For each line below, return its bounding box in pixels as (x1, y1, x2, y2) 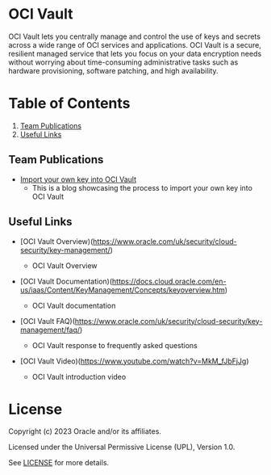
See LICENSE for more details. (8, 458, 110, 468)
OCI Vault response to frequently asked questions (31, 340, 198, 350)
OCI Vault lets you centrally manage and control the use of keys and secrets (8, 32, 261, 41)
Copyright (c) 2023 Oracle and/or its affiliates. (8, 427, 161, 436)
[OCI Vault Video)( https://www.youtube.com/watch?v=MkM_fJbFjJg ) (19, 356, 249, 366)
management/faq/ (19, 325, 81, 334)
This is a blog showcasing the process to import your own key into (31, 183, 252, 192)
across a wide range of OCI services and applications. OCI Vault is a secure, (8, 40, 262, 49)
